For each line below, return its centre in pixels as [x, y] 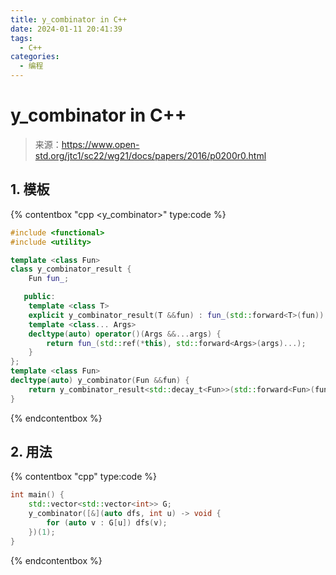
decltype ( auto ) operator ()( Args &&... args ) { [125, 334]
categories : [35, 57]
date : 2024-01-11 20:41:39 [66, 29]
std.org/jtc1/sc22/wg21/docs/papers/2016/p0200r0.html [150, 155]
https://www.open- [100, 144]
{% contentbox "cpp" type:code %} [83, 477]
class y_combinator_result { [71, 269]
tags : [21, 38]
